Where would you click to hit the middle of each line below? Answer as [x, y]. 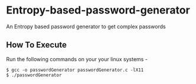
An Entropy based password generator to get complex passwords [86, 26]
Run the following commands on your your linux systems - [77, 59]
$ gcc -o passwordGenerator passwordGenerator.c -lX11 [75, 70]
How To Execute [36, 45]
